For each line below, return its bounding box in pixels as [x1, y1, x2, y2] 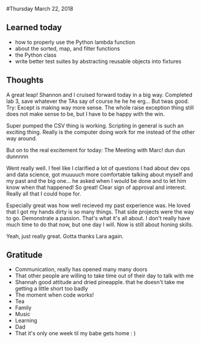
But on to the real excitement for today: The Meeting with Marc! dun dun [6, 146, 185, 153]
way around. [6, 135, 37, 142]
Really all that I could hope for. [6, 190, 81, 197]
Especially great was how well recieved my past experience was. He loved [6, 202, 191, 209]
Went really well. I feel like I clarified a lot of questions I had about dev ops [6, 164, 190, 171]
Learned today [6, 22, 62, 32]
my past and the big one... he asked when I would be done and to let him [6, 177, 187, 184]
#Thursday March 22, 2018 [6, 5, 73, 12]
